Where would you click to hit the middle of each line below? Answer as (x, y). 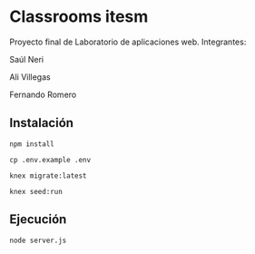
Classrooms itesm (79, 17)
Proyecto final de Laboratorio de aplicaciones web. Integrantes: (128, 42)
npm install (32, 144)
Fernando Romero (43, 94)
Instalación (42, 123)
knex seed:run (36, 191)
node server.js (38, 240)
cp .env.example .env (50, 160)
